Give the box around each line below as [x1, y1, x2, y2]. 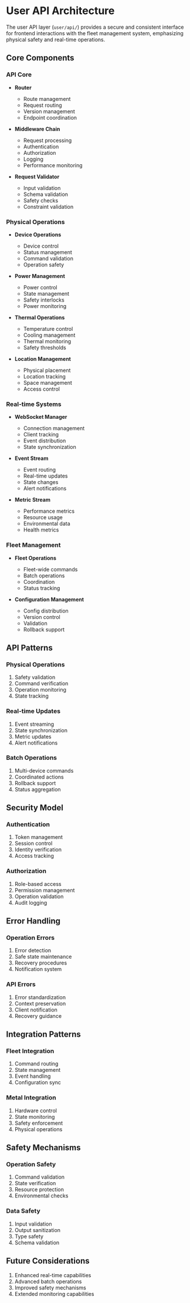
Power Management [14, 272, 66, 279]
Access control [23, 385, 60, 392]
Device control [23, 242, 59, 249]
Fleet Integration [6, 1047, 55, 1055]
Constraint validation [23, 203, 74, 210]
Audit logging [14, 899, 48, 906]
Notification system [14, 966, 62, 973]
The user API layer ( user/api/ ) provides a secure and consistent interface [6, 23, 184, 31]
